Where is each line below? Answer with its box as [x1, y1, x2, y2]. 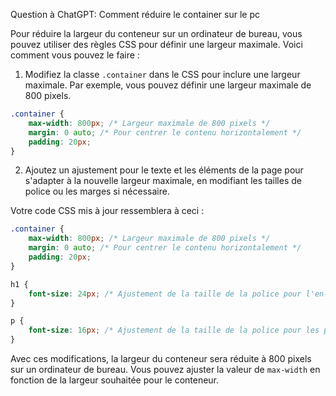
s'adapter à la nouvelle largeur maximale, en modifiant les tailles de [24, 175, 302, 187]
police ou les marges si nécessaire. [24, 185, 170, 198]
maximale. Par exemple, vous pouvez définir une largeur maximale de [24, 79, 312, 91]
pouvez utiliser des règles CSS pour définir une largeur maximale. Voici [10, 39, 303, 50]
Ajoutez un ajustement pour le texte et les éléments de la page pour [24, 164, 304, 176]
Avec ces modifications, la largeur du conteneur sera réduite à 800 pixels [10, 353, 312, 364]
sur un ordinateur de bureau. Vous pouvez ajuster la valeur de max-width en [10, 364, 321, 375]
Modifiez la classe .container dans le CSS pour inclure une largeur [24, 69, 301, 80]
